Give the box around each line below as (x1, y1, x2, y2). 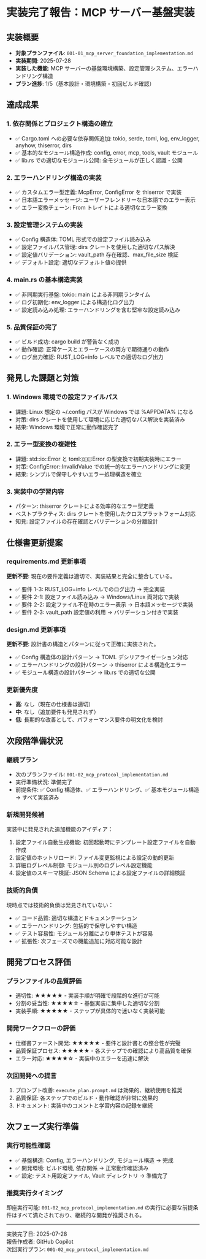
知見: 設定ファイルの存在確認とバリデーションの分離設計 (15, 518, 158, 525)
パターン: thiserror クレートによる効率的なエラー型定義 (15, 502, 154, 510)
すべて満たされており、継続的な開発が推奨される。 (17, 1211, 145, 1219)
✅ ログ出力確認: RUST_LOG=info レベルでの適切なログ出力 (15, 353, 164, 361)
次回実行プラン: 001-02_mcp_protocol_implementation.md (6, 1246, 149, 1253)
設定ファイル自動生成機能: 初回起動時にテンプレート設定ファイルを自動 (15, 838, 196, 846)
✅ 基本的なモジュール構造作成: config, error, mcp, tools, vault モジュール (15, 148, 198, 156)
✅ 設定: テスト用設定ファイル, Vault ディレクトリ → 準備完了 (15, 1172, 168, 1179)
